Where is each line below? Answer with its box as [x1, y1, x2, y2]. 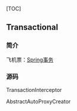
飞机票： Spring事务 [6, 56, 54, 63]
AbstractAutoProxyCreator [6, 98, 71, 105]
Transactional [6, 22, 58, 32]
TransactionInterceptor [6, 86, 62, 93]
